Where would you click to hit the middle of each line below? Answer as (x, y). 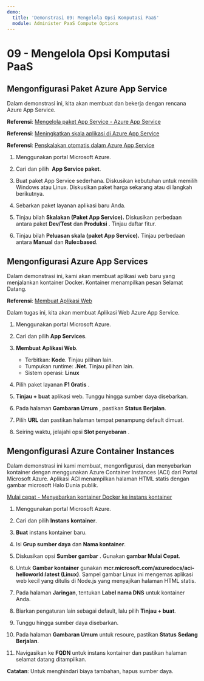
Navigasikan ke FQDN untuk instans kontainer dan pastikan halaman (101, 653)
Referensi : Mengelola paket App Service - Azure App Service (84, 122)
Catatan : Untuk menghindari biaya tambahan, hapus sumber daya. (90, 671)
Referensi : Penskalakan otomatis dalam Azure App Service (81, 145)
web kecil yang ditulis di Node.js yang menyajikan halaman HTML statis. (106, 581)
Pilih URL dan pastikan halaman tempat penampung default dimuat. (100, 420)
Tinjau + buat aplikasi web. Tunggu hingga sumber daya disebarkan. (102, 396)
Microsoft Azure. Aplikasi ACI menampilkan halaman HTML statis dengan (98, 479)
